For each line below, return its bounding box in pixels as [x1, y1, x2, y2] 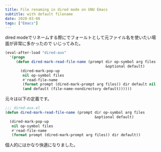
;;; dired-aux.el [5, 105, 40, 111]
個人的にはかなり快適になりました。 [5, 142, 78, 148]
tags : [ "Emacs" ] [5, 20, 38, 26]
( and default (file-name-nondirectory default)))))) [22, 86, 132, 91]
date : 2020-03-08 [5, 16, 40, 21]
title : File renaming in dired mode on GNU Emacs [5, 7, 108, 12]
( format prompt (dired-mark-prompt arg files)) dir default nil [22, 82, 156, 87]
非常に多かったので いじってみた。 [13, 41, 83, 47]
